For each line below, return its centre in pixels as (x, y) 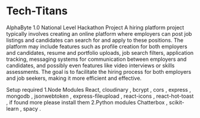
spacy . (32, 108)
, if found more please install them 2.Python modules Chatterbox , (87, 102)
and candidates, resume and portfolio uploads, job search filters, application (100, 52)
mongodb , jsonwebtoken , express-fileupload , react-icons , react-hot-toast (100, 96)
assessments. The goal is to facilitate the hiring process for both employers (99, 72)
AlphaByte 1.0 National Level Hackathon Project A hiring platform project (95, 27)
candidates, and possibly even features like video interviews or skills (90, 65)
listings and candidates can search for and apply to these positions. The (95, 40)
